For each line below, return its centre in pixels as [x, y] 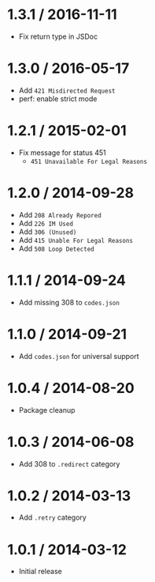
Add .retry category [53, 518]
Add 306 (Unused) [48, 232]
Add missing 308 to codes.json [69, 302]
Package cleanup [47, 410]
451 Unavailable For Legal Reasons [89, 161]
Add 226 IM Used [46, 223]
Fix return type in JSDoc [58, 36]
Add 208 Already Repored [60, 214]
